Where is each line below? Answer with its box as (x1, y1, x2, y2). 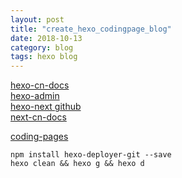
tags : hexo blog (10, 52, 78, 62)
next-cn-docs (10, 111, 67, 123)
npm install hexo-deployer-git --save (10, 150, 172, 160)
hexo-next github (10, 101, 82, 113)
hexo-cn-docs (10, 79, 70, 91)
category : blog (10, 42, 74, 53)
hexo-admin (10, 90, 60, 102)
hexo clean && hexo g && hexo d (10, 159, 145, 169)
